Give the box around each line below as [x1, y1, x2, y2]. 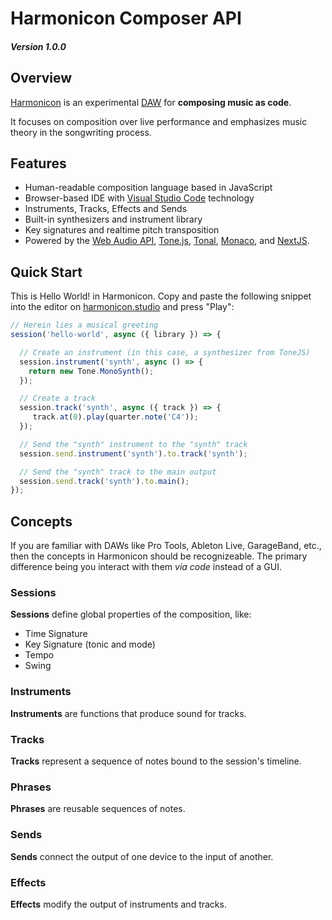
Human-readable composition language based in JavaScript [24, 182, 273, 194]
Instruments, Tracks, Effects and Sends [24, 203, 188, 215]
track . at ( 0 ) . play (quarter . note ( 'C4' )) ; [32, 412, 199, 422]
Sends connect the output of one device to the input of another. [10, 850, 274, 862]
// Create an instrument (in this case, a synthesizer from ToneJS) [19, 347, 311, 357]
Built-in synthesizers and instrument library [24, 213, 203, 226]
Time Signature [24, 628, 88, 640]
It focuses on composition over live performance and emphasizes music [10, 115, 308, 127]
